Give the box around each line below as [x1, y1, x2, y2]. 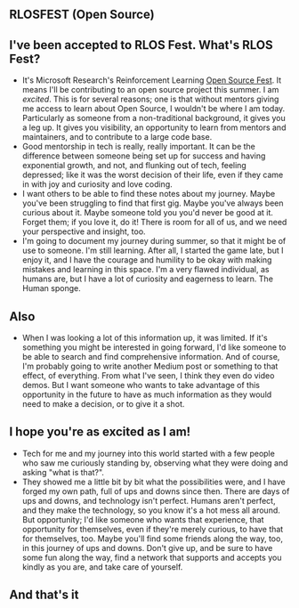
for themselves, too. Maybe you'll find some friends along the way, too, [21, 533, 283, 544]
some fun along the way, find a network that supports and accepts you [21, 552, 282, 563]
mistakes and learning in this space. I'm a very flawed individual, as [21, 264, 270, 275]
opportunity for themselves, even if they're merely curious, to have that [21, 523, 284, 534]
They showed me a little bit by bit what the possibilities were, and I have [21, 476, 287, 487]
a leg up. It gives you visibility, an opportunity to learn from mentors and [21, 122, 287, 133]
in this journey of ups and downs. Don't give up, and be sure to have [21, 542, 273, 553]
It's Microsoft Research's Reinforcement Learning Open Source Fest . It [21, 75, 282, 85]
